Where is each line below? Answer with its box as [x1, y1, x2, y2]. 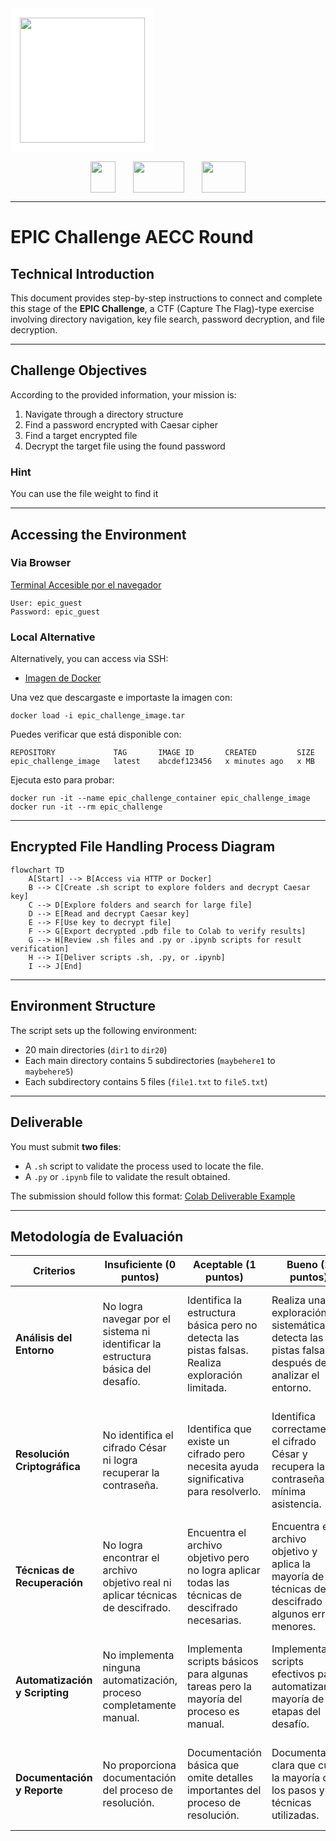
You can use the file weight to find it [10, 488, 159, 500]
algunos [271, 1607, 310, 1621]
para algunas [187, 1667, 249, 1681]
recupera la [271, 1460, 325, 1474]
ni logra [102, 1453, 138, 1467]
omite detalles [187, 1771, 254, 1785]
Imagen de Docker [24, 672, 102, 684]
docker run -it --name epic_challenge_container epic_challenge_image [10, 793, 311, 804]
